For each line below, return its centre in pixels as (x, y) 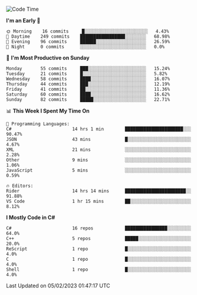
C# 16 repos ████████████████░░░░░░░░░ (99, 228)
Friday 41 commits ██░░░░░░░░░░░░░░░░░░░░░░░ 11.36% (88, 89)
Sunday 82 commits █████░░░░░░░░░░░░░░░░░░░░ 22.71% (88, 100)
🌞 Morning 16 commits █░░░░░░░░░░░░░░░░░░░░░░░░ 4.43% (88, 31)
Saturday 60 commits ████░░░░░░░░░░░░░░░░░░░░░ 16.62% (88, 94)
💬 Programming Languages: (38, 124)
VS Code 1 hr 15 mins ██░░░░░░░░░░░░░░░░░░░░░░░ (99, 201)
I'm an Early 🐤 (23, 20)
